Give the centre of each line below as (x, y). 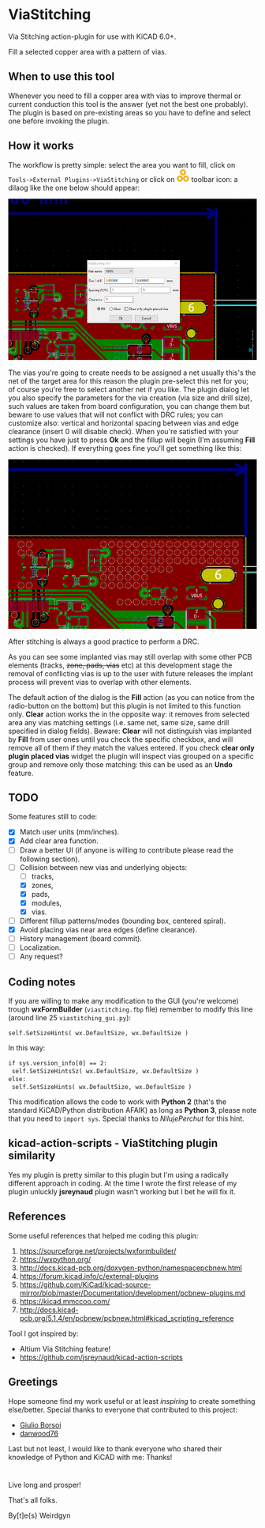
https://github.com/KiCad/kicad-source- (85, 1284)
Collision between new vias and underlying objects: (103, 867)
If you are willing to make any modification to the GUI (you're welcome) (123, 1001)
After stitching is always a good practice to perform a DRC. (104, 641)
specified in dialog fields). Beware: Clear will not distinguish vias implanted (130, 731)
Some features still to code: (53, 817)
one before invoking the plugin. (59, 121)
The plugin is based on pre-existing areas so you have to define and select (129, 112)
